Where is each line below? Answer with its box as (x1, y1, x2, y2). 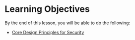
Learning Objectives (4, 3, 90, 15)
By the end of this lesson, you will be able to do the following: (4, 20, 130, 26)
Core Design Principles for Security (11, 29, 84, 35)
